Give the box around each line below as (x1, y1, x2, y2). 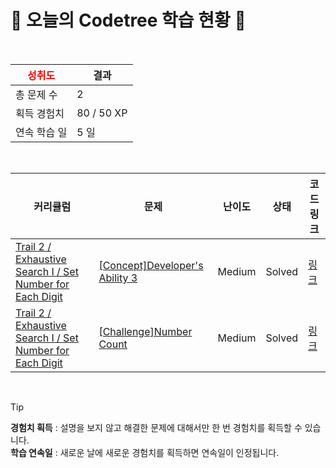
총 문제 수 (15, 87, 58, 101)
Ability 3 (98, 271, 138, 285)
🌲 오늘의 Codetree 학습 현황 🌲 (10, 9, 247, 32)
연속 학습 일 (15, 125, 68, 139)
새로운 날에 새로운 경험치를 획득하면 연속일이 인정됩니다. (59, 446, 280, 458)
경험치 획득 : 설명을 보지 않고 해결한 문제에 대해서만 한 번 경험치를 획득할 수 (10, 421, 303, 433)
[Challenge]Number (98, 324, 193, 338)
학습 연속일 (10, 446, 53, 458)
